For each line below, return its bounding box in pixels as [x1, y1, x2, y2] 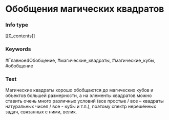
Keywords [5, 45, 31, 53]
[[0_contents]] [5, 33, 35, 39]
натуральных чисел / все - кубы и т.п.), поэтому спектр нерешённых [5, 103, 156, 110]
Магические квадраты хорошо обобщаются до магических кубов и [5, 87, 154, 93]
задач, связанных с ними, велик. [5, 109, 77, 115]
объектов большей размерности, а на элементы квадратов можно [5, 92, 152, 99]
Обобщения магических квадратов [5, 3, 164, 15]
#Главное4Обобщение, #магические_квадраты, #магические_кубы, [5, 57, 156, 63]
